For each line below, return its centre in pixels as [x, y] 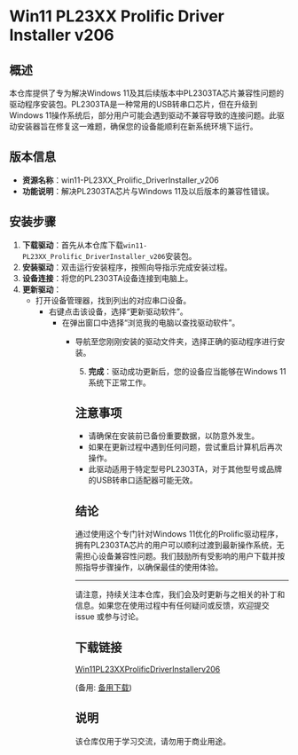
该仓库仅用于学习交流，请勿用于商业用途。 [153, 741]
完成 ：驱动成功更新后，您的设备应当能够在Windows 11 [187, 371]
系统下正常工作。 [119, 382]
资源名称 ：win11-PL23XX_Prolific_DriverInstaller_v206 [120, 180]
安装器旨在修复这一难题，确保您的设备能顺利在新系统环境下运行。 [137, 126]
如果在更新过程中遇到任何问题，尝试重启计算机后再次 [185, 447]
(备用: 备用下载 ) [104, 688]
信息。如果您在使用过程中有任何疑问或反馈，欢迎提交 [172, 606]
